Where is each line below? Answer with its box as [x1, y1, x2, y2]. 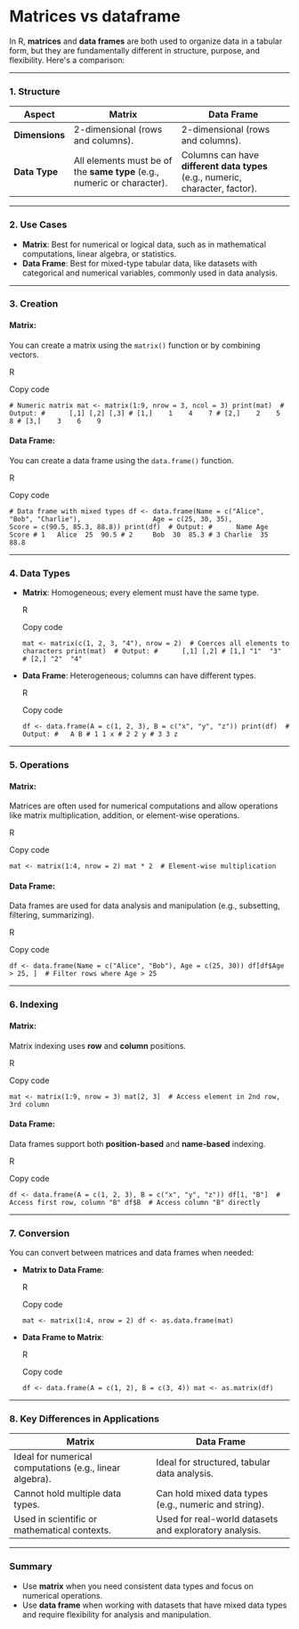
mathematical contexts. [13, 1524, 111, 1536]
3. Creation [9, 298, 59, 310]
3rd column [9, 1100, 50, 1109]
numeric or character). [74, 176, 168, 189]
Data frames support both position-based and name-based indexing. [9, 1138, 266, 1149]
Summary [9, 1560, 53, 1573]
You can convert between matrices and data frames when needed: [9, 1248, 255, 1258]
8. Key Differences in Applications [9, 1412, 160, 1425]
